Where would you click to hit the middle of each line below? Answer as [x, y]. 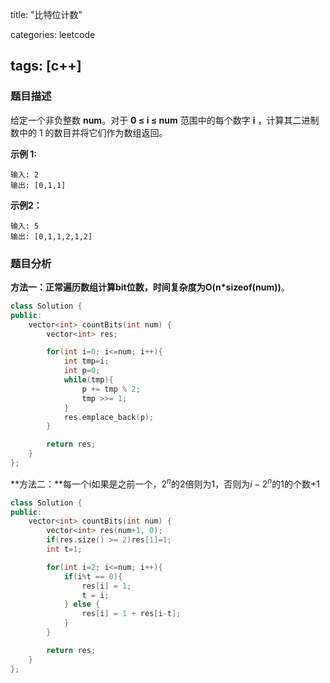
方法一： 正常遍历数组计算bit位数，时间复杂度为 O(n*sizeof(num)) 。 [150, 287]
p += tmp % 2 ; [111, 389]
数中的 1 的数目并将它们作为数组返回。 [89, 132]
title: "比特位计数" [46, 14]
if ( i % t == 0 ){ [93, 576]
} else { [82, 604]
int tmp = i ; [86, 361]
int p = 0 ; [82, 371]
